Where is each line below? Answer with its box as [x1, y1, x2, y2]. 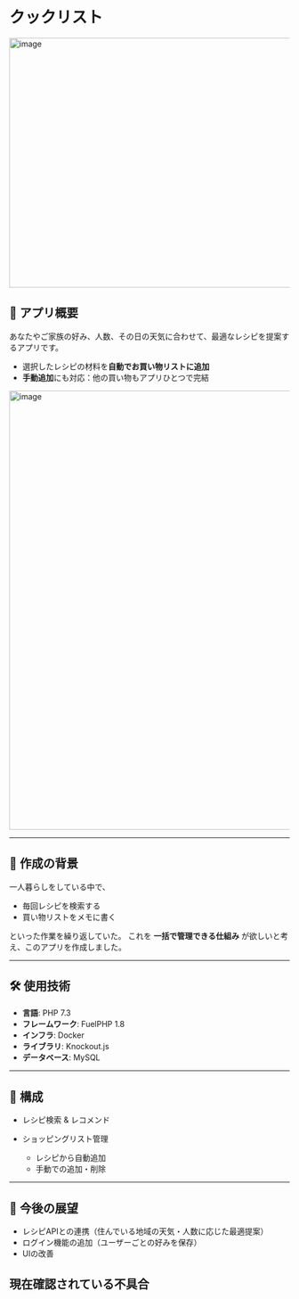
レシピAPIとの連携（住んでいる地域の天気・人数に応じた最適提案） [21, 1226, 269, 1237]
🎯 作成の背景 [9, 856, 78, 871]
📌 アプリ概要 [9, 306, 78, 321]
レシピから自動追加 [35, 1153, 107, 1163]
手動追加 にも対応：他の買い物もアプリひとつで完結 [21, 372, 209, 382]
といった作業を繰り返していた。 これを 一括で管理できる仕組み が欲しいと [9, 930, 281, 941]
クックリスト [9, 7, 104, 28]
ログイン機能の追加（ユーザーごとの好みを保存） [21, 1237, 202, 1247]
